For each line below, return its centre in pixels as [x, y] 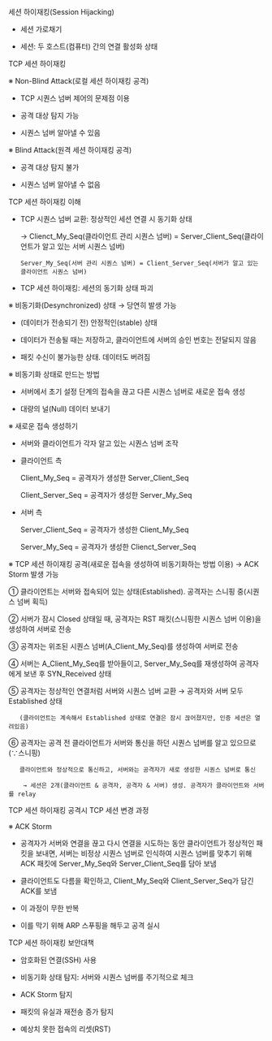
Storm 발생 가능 [34, 574]
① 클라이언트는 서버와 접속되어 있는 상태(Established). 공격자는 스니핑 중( [127, 592]
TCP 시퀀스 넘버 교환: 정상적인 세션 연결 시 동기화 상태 [106, 219]
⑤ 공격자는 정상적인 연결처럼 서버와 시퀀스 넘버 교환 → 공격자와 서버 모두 [126, 691]
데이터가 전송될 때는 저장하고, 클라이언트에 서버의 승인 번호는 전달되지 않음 [138, 340]
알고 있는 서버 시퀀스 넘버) [83, 246]
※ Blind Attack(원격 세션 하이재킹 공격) [70, 150]
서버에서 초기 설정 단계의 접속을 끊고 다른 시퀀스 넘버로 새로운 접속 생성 [133, 391]
